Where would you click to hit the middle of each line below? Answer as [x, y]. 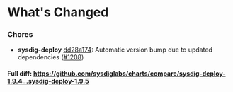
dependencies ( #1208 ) [51, 57]
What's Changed [58, 12]
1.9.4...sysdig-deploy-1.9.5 [49, 81]
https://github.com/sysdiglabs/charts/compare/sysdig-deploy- [129, 74]
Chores [20, 35]
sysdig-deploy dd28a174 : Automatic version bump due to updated [115, 50]
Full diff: [20, 74]
